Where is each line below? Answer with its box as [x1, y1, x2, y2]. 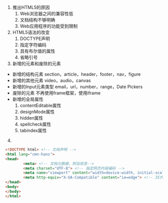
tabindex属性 [19, 127, 47, 133]
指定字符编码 [19, 42, 46, 47]
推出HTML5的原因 [12, 4, 50, 10]
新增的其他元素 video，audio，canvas [12, 77, 91, 83]
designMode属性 [19, 109, 55, 114]
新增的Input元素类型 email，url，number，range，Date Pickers [12, 84, 143, 89]
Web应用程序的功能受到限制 [19, 23, 78, 29]
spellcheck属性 [19, 121, 51, 127]
